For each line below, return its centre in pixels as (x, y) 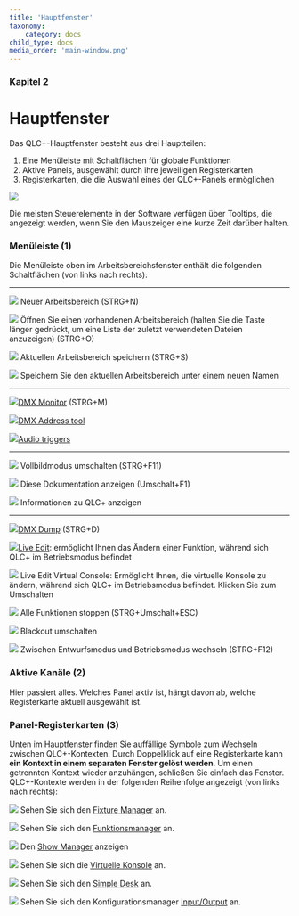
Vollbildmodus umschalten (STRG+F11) (91, 466)
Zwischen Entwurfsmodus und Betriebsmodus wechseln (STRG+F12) (147, 650)
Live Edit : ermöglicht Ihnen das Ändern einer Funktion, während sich (143, 548)
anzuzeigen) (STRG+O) (52, 339)
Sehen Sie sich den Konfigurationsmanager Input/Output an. (131, 902)
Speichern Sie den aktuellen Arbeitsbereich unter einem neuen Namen (149, 376)
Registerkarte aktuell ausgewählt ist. (76, 701)
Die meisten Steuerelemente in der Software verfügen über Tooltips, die (141, 213)
